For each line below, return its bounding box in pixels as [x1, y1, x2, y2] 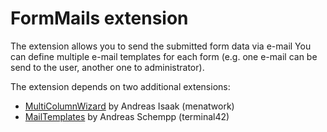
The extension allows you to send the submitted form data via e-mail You [10, 40, 312, 52]
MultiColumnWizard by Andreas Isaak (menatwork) [24, 100, 235, 112]
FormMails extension [10, 7, 189, 30]
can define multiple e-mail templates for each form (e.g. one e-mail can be [10, 50, 318, 62]
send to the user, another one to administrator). [10, 61, 205, 73]
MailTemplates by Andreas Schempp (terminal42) [24, 110, 230, 122]
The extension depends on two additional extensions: [10, 80, 231, 92]
